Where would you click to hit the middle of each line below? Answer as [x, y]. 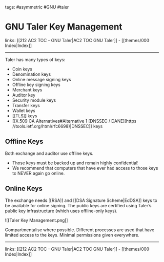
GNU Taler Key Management [64, 27]
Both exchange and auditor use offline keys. [49, 153]
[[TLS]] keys [25, 116]
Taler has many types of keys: [35, 59]
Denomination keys [31, 74]
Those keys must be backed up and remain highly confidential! [75, 163]
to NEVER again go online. [38, 173]
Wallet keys [24, 110]
